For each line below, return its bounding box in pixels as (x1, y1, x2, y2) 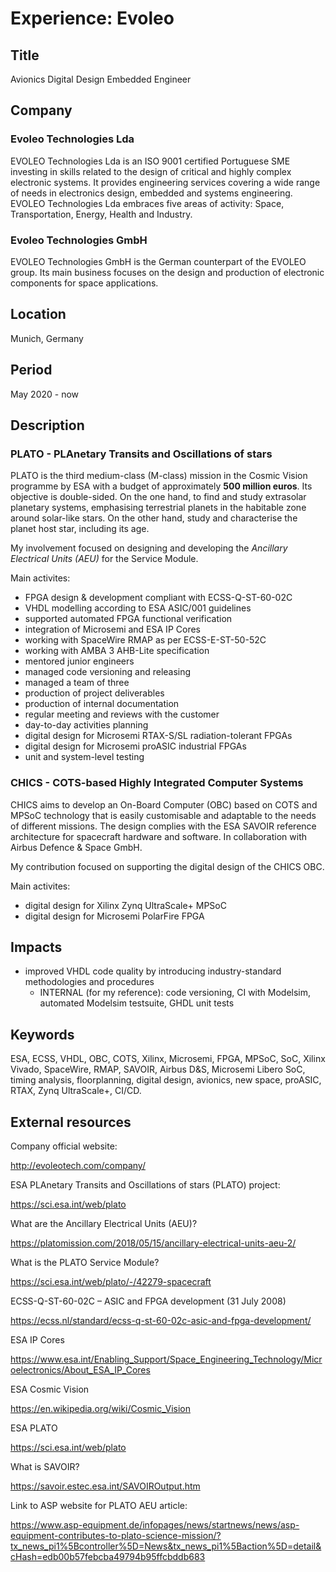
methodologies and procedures (24, 976, 155, 988)
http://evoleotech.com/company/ (10, 1160, 146, 1172)
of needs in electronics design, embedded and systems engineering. (10, 187, 293, 199)
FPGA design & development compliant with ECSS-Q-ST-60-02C (24, 592, 293, 604)
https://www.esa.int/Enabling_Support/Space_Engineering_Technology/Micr (10, 1353, 323, 1366)
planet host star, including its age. (10, 523, 150, 535)
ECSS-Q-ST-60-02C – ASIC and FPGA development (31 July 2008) (10, 1295, 287, 1307)
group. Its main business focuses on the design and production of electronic (10, 266, 325, 278)
